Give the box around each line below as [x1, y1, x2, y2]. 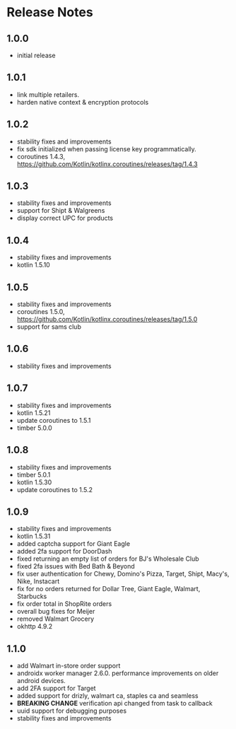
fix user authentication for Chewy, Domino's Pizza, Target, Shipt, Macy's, [16, 570, 230, 578]
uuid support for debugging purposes [16, 706, 127, 715]
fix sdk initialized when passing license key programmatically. [16, 144, 197, 153]
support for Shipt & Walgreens [16, 206, 105, 215]
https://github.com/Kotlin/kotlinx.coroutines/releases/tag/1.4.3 [16, 160, 199, 168]
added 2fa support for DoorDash [16, 547, 112, 556]
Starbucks [16, 592, 47, 601]
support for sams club [16, 322, 82, 331]
